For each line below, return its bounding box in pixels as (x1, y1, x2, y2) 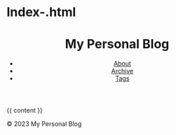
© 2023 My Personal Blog (6, 120, 82, 128)
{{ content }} (6, 106, 43, 115)
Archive (111, 67, 134, 76)
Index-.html (6, 4, 76, 20)
